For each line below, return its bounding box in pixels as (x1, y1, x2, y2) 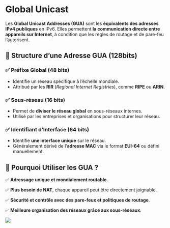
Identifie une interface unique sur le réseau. (12, 137, 106, 144)
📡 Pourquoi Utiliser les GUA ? (5, 163, 99, 172)
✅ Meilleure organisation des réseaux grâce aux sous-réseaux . (5, 207, 141, 213)
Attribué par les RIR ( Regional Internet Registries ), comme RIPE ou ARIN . (12, 83, 165, 90)
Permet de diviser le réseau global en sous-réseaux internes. (12, 108, 143, 114)
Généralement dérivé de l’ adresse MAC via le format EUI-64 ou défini (12, 143, 160, 149)
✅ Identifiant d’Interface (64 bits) (5, 126, 89, 133)
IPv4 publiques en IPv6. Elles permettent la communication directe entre (5, 25, 160, 32)
